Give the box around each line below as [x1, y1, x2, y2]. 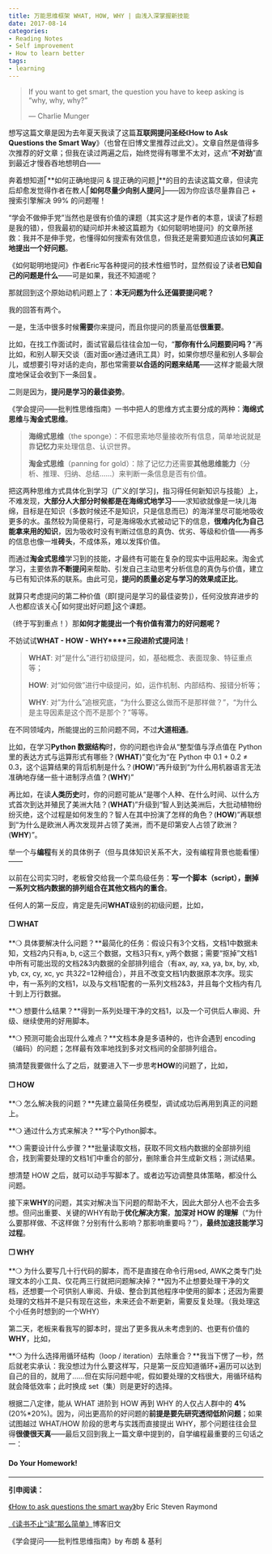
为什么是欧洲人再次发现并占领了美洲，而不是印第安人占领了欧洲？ [19, 819, 239, 830]
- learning [8, 65, 45, 73]
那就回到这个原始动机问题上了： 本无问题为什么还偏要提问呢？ [8, 287, 215, 297]
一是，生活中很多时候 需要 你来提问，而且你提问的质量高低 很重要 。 [8, 321, 228, 332]
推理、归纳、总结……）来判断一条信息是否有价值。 [42, 469, 211, 478]
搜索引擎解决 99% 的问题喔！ [8, 195, 107, 205]
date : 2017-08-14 [8, 19, 67, 28]
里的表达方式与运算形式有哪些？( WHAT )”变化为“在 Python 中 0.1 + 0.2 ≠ [8, 752, 249, 762]
